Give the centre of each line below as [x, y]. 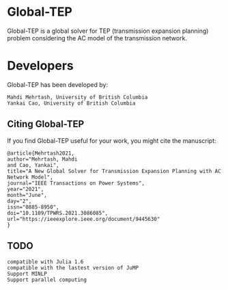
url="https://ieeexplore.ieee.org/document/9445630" [84, 219]
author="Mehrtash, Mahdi [42, 159]
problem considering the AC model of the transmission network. [97, 38]
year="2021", [26, 189]
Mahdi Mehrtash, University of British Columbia [77, 97]
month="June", [27, 195]
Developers [40, 66]
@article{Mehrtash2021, [41, 153]
